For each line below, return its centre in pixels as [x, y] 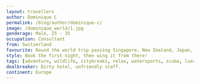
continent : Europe [29, 72]
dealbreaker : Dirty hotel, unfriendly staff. [63, 67]
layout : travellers [30, 12]
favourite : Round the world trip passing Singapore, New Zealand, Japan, [100, 50]
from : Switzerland [29, 45]
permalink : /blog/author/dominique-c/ [54, 22]
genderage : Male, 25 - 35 [38, 34]
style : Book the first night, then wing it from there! [77, 56]
